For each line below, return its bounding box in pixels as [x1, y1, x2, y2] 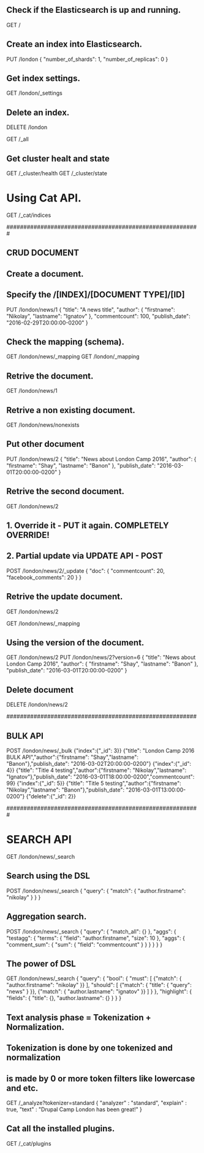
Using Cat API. [6, 191, 81, 205]
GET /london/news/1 [6, 387, 58, 395]
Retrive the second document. [6, 486, 124, 497]
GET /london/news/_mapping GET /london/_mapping [6, 353, 140, 360]
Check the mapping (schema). [6, 336, 124, 347]
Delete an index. [6, 107, 70, 117]
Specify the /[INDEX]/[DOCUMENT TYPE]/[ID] [6, 289, 185, 300]
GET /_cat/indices [6, 211, 51, 219]
